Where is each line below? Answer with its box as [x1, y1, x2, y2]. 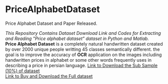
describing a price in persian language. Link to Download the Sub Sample [5, 62, 158, 68]
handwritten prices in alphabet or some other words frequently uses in [5, 57, 152, 63]
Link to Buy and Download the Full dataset [5, 73, 93, 79]
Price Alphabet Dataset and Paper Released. [5, 20, 97, 26]
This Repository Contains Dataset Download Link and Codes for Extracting [5, 30, 161, 36]
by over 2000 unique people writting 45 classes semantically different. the [5, 46, 160, 52]
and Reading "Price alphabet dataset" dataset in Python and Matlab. [5, 35, 149, 41]
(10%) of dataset [5, 67, 40, 74]
